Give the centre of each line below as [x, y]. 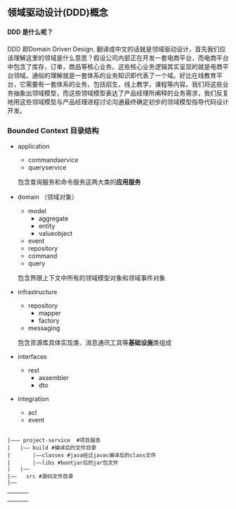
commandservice [53, 160]
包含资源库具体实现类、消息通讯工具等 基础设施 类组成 [94, 342]
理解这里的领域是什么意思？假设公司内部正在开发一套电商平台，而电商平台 [121, 58]
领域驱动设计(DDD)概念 [58, 13]
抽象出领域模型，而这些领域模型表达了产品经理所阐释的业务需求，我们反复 [121, 93]
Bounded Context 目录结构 [53, 130]
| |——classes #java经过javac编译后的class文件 [82, 455]
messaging [44, 328]
